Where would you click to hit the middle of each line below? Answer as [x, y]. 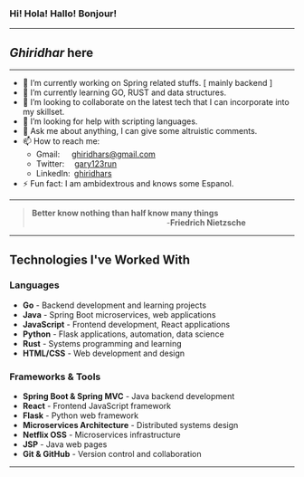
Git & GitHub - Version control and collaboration [112, 454]
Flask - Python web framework [80, 415]
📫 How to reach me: [61, 141]
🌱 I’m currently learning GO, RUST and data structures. [124, 92]
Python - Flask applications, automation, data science [123, 334]
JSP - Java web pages [65, 444]
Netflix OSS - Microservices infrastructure [101, 435]
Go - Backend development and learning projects [114, 305]
